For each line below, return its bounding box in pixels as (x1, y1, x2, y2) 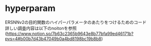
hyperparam (5, 3, 55, 14)
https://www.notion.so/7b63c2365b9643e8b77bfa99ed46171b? (6, 31, 134, 36)
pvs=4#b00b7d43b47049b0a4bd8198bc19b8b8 (5, 35, 101, 41)
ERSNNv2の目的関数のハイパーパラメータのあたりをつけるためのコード (5, 19, 147, 25)
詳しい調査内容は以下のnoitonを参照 (5, 25, 77, 31)
